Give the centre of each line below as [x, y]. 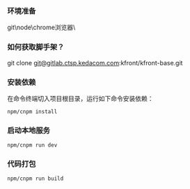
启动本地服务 [29, 130]
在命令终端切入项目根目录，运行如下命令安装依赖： [80, 98]
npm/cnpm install [32, 112]
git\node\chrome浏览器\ [41, 27]
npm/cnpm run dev [32, 145]
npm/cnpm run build [35, 179]
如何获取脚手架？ [36, 47]
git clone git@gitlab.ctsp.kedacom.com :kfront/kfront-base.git [95, 63]
